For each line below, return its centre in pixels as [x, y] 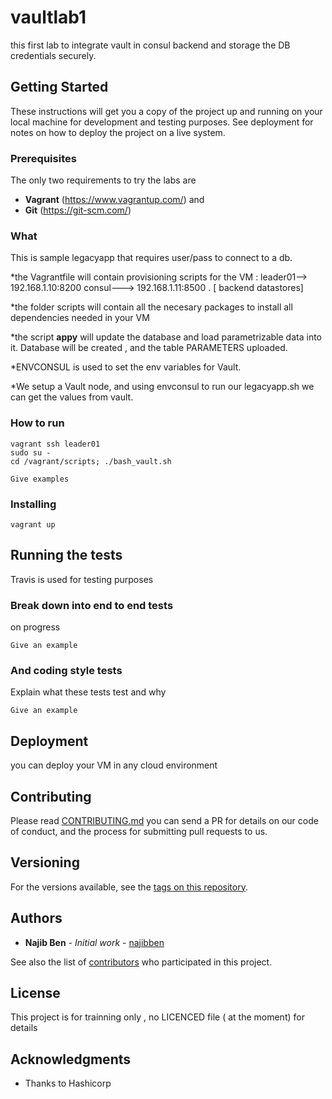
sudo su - [31, 452]
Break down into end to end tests [92, 605]
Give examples [40, 479]
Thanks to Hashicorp [68, 1083]
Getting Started [59, 87]
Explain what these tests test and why [88, 692]
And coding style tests [66, 670]
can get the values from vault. [72, 397]
